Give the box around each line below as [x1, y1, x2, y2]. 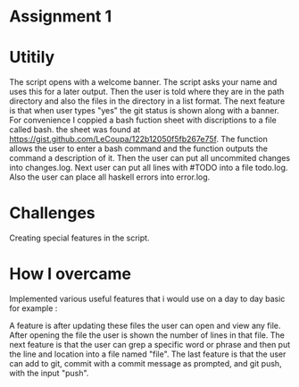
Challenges [9, 203, 96, 223]
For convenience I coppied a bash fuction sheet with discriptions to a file [9, 114, 277, 126]
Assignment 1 [9, 6, 112, 27]
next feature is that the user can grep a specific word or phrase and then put [9, 340, 291, 349]
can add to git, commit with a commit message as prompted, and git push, [9, 358, 283, 368]
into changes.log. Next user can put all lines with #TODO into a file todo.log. [9, 163, 288, 173]
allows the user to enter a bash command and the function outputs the [9, 143, 268, 154]
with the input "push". [9, 368, 89, 378]
